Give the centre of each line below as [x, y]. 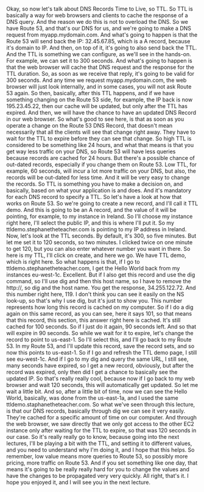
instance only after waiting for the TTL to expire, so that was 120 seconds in [101, 430]
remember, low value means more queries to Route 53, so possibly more [97, 456]
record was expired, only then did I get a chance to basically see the [92, 372]
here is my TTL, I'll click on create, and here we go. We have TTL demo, [97, 255]
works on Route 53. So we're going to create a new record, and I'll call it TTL [102, 203]
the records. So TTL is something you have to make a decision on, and [95, 184]
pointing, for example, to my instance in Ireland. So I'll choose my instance [100, 216]
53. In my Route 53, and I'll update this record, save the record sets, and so [100, 346]
